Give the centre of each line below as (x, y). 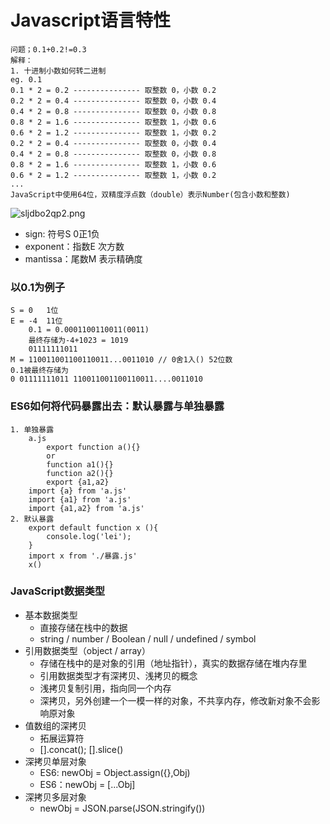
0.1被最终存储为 (39, 371)
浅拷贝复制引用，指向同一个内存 (105, 688)
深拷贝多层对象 (55, 797)
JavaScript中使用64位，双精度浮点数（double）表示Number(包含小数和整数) (150, 194)
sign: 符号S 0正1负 (62, 233)
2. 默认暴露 (32, 519)
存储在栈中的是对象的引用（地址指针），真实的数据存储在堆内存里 (173, 663)
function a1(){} (80, 464)
